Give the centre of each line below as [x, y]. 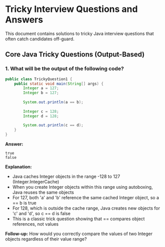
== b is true [24, 203]
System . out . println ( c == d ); [53, 125]
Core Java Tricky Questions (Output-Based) [75, 55]
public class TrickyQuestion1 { [39, 79]
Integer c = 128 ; [41, 111]
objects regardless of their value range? [46, 239]
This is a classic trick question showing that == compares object [79, 219]
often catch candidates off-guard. [40, 39]
